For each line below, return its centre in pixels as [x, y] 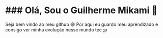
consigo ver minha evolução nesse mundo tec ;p [56, 29]
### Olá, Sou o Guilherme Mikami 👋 [81, 10]
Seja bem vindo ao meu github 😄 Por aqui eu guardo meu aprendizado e [82, 24]
